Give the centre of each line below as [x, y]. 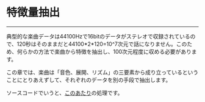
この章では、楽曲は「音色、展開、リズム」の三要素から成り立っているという [103, 72]
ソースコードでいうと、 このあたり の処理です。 [65, 93]
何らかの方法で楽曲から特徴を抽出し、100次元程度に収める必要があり [104, 51]
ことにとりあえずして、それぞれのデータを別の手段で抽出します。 [89, 79]
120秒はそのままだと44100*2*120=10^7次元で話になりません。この [102, 44]
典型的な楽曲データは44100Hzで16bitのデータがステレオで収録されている [98, 36]
